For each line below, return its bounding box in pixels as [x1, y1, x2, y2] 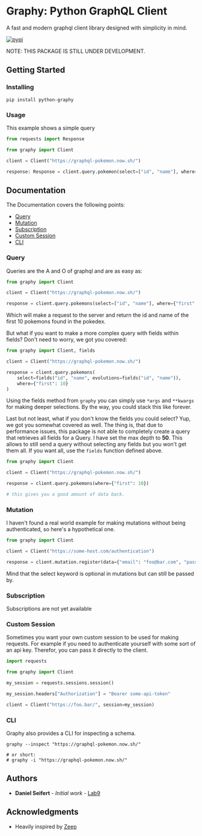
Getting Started [6, 65, 66, 75]
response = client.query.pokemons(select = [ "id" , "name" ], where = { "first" [6, 301, 195, 307]
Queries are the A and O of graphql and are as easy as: [6, 267, 142, 275]
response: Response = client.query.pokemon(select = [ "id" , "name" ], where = [6, 169, 198, 175]
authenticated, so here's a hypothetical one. [6, 526, 115, 533]
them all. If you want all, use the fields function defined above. [6, 447, 164, 454]
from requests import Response [6, 136, 85, 142]
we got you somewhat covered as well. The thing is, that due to [6, 422, 164, 429]
